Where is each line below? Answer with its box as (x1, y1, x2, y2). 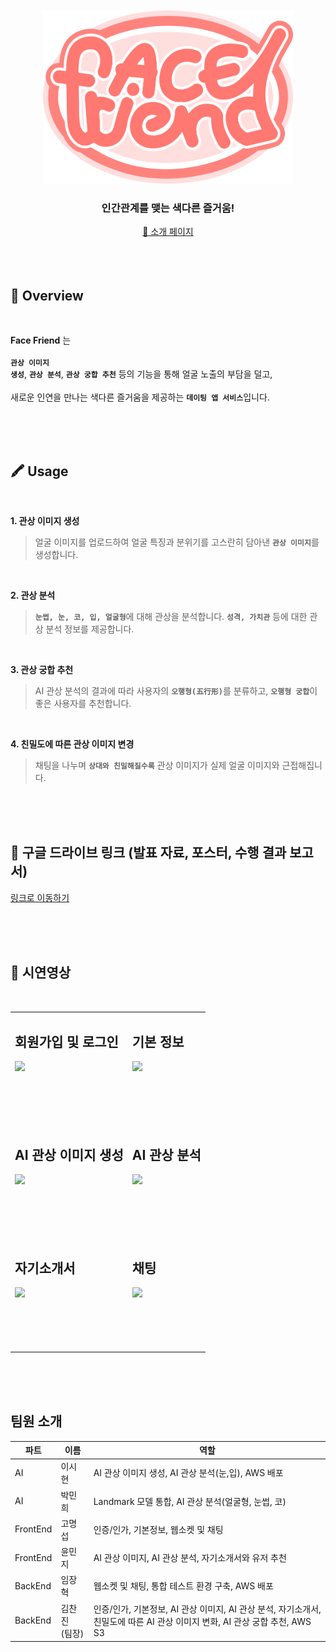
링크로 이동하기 (10, 891, 70, 903)
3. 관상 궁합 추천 (10, 663, 74, 675)
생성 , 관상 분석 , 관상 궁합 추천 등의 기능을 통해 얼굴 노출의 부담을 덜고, (10, 368, 273, 380)
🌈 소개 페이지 (142, 226, 194, 238)
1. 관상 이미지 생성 (10, 514, 80, 527)
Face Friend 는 (10, 334, 72, 347)
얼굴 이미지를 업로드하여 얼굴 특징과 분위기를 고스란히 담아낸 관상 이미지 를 (34, 536, 320, 548)
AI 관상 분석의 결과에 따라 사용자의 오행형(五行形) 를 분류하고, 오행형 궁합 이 (34, 684, 318, 697)
